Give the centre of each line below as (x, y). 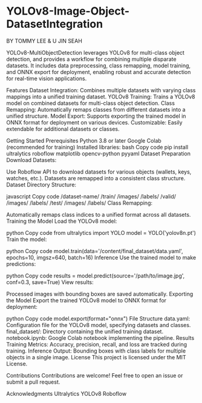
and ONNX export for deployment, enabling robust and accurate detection (99, 72)
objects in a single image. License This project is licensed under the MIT (96, 357)
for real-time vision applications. (47, 78)
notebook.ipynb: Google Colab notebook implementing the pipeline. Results (100, 337)
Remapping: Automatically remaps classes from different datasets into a (96, 109)
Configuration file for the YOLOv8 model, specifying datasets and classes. (99, 325)
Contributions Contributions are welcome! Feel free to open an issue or (95, 375)
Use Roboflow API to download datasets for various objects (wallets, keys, (99, 172)
